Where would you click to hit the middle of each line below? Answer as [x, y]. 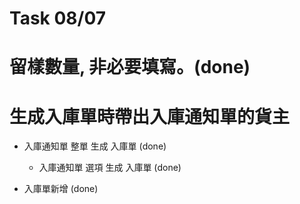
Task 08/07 [58, 18]
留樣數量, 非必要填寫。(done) [130, 67]
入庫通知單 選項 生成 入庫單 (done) [110, 168]
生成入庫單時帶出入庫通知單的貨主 [150, 116]
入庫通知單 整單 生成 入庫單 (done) [95, 146]
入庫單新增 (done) [61, 189]
